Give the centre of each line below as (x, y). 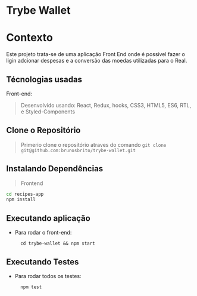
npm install (21, 200)
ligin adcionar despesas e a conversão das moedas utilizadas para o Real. (97, 61)
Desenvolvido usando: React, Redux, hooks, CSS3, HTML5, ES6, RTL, (106, 105)
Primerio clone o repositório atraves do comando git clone (93, 144)
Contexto (30, 38)
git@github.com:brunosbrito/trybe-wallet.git (78, 150)
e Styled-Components (48, 112)
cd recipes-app (25, 194)
